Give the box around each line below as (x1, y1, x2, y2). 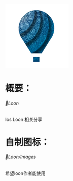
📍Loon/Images (5, 154, 36, 160)
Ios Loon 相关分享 (5, 116, 43, 123)
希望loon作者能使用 (5, 170, 46, 176)
